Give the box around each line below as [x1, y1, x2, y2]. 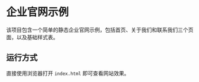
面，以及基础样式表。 [6, 33, 58, 40]
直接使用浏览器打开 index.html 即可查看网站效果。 [6, 70, 129, 77]
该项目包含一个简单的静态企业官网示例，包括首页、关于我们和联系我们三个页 [6, 26, 194, 33]
